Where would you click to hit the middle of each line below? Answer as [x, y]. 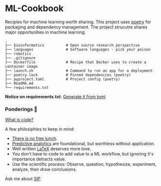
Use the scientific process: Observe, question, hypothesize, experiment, [84, 164]
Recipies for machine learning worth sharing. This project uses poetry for [78, 22]
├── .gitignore [20, 58]
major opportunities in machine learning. [45, 32]
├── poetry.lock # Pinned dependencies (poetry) [68, 75]
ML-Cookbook [34, 8]
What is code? [19, 120]
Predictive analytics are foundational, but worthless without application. [83, 144]
